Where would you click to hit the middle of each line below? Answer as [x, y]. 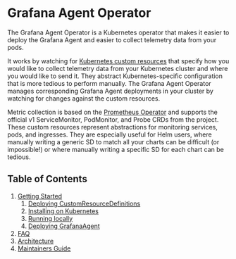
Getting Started [39, 196]
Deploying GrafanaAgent [64, 226]
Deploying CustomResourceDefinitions [84, 203]
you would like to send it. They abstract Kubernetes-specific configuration [115, 76]
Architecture [36, 241]
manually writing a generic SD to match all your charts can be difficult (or [113, 141]
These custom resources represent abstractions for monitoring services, [113, 127]
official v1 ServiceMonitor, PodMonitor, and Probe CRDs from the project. [113, 119]
